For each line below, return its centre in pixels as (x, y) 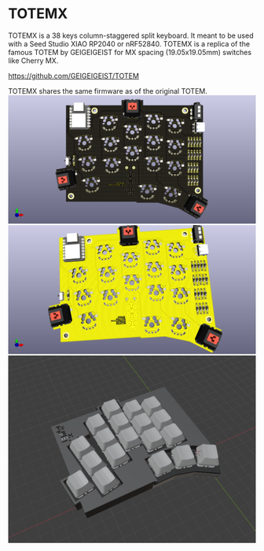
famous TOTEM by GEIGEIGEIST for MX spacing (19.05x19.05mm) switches (130, 52)
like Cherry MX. (33, 61)
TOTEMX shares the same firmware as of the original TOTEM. (108, 91)
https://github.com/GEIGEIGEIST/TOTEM (74, 76)
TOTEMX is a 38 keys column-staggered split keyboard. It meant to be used (131, 35)
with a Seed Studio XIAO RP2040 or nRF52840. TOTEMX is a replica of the (129, 43)
